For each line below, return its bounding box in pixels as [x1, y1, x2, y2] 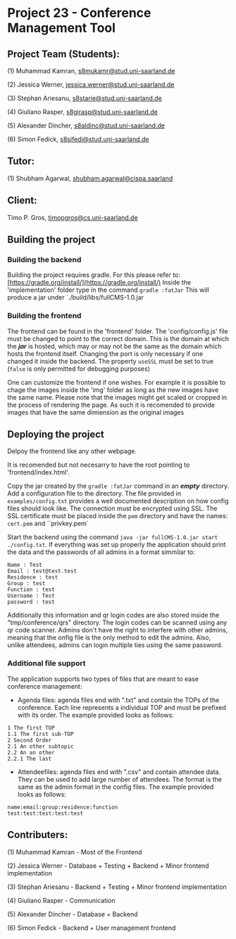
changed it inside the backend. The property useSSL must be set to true [7, 357, 214, 365]
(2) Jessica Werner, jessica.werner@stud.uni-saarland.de [7, 80, 175, 89]
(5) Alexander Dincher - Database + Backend [7, 909, 138, 918]
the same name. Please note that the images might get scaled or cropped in [7, 393, 228, 401]
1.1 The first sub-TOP [7, 730, 74, 737]
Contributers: [7, 829, 68, 841]
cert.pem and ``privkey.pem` [7, 520, 89, 528]
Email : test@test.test [7, 567, 77, 575]
